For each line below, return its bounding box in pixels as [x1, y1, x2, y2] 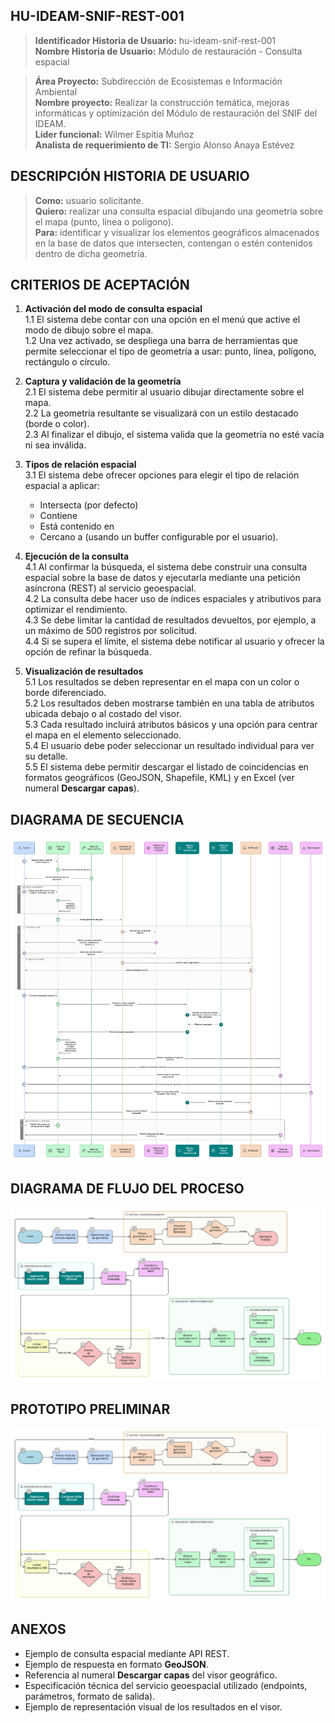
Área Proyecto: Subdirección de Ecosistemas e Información [34, 75, 283, 87]
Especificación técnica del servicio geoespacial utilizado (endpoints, [24, 1679, 308, 1691]
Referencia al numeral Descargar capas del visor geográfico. [24, 1669, 278, 1681]
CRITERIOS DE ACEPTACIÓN [10, 277, 190, 294]
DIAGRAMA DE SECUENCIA [10, 811, 185, 828]
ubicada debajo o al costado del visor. [24, 708, 182, 720]
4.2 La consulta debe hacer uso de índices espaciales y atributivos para [24, 593, 322, 605]
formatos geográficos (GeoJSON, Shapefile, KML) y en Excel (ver [24, 772, 295, 784]
